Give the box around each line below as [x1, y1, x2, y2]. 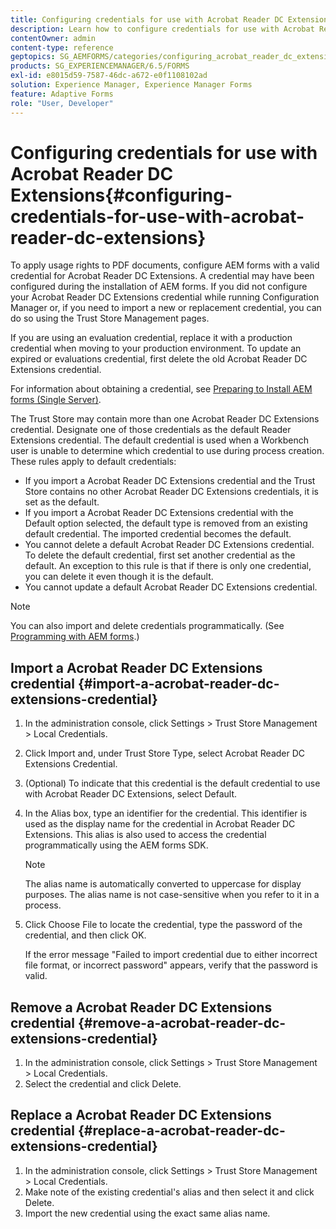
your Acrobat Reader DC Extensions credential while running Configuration [10, 291, 320, 303]
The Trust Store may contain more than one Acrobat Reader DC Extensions [10, 413, 320, 425]
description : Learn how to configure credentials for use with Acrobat [10, 24, 315, 34]
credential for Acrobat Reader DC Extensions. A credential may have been [10, 270, 315, 282]
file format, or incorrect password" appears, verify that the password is [24, 959, 318, 971]
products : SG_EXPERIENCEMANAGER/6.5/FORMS [10, 61, 190, 71]
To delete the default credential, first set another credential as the [24, 549, 296, 561]
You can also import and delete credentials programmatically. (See [10, 620, 285, 632]
